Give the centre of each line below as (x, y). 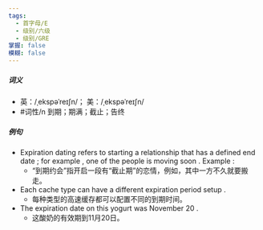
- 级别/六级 (33, 31)
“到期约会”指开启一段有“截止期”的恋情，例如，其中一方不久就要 (137, 170)
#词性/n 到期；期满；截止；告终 (72, 111)
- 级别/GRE (32, 38)
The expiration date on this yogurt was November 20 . (109, 208)
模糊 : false (27, 53)
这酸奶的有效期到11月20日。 (78, 217)
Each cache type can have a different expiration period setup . (123, 189)
